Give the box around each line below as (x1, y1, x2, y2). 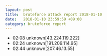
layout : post (5, 7, 33, 12)
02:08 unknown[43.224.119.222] (12, 35, 80, 41)
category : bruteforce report (5, 21, 66, 26)
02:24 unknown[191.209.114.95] (12, 40, 78, 46)
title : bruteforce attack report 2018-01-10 (5, 12, 102, 17)
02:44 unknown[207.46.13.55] (12, 45, 74, 51)
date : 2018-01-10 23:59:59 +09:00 (5, 16, 82, 21)
